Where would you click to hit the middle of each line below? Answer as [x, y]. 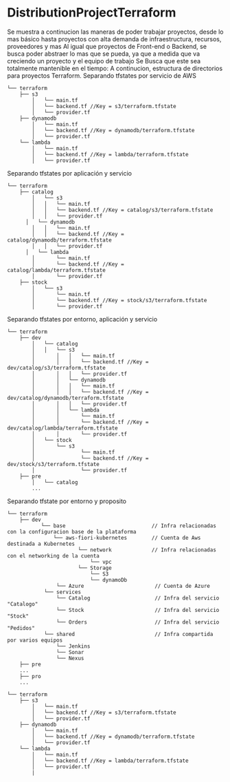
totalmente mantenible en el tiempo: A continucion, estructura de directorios [115, 68]
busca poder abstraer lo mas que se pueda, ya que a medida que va [104, 54]
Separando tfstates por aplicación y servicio [70, 173]
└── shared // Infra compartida [128, 634]
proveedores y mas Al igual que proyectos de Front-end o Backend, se [107, 46]
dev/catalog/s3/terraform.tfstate [57, 368]
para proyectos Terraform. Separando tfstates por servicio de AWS [102, 75]
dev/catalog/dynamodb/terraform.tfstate [66, 398]
